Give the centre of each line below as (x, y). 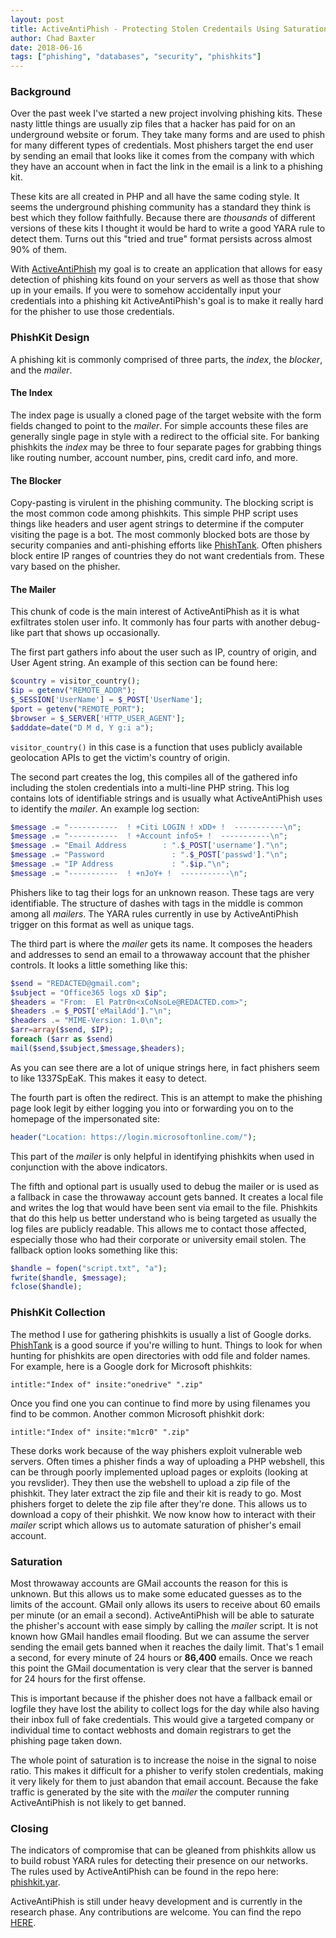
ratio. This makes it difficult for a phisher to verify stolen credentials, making (167, 1770)
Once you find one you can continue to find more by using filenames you (160, 1403)
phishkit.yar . (35, 1882)
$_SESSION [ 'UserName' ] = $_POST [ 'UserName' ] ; (106, 700)
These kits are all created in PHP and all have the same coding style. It (155, 197)
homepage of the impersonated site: (85, 1118)
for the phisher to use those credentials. (92, 312)
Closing (29, 1828)
